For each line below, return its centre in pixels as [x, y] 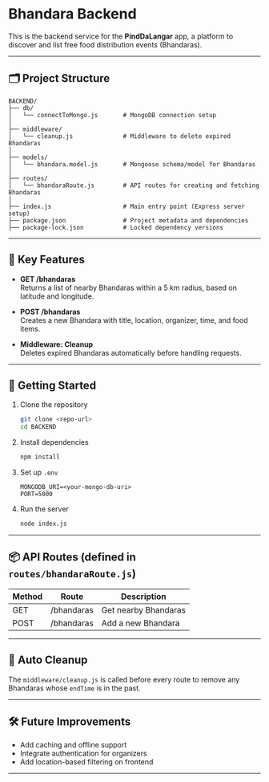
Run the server [44, 509]
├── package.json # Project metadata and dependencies [128, 220]
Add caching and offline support [73, 745]
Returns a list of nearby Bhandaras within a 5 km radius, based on [128, 287]
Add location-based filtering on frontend [86, 762]
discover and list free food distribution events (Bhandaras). [105, 44]
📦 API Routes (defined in [72, 558]
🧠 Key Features [47, 260]
